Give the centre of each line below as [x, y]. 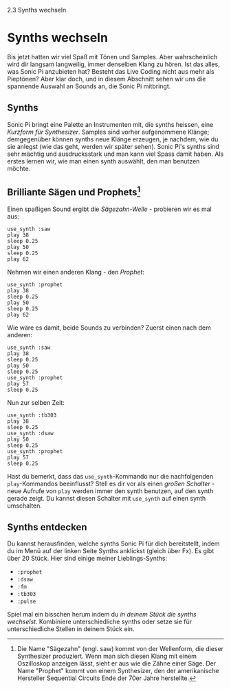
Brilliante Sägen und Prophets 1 [74, 191]
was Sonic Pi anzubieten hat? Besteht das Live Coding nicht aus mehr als [111, 71]
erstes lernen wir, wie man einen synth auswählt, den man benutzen [103, 161]
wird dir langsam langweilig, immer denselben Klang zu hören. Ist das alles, [113, 64]
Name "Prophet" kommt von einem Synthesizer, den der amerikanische [118, 671]
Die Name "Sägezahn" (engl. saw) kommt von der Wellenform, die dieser [120, 649]
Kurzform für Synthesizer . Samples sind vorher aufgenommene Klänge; [108, 132]
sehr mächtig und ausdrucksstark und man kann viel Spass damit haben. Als [115, 154]
